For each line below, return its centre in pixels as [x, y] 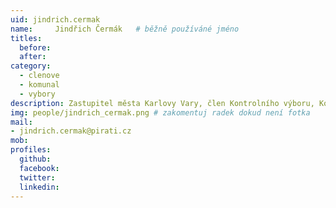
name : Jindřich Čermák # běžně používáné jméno [125, 29]
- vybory [37, 94]
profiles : [31, 150]
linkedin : [39, 187]
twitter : [37, 177]
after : [33, 57]
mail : [21, 122]
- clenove [39, 76]
